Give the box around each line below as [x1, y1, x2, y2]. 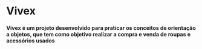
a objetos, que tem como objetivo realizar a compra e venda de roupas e [6, 30, 191, 38]
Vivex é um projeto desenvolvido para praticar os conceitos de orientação [6, 24, 196, 31]
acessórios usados [6, 37, 56, 44]
